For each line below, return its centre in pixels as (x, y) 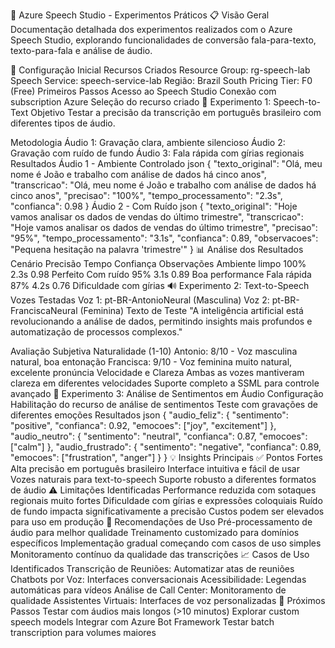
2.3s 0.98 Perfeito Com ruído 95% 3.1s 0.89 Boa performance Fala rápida (161, 274)
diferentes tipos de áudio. (63, 123)
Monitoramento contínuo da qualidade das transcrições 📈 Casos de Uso (160, 554)
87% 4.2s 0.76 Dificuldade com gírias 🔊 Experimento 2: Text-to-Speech (160, 285)
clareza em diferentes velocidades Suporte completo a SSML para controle (165, 383)
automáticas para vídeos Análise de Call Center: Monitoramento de (148, 590)
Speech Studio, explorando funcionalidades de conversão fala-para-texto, (163, 40)
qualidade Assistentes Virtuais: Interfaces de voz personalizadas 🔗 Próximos (168, 600)
